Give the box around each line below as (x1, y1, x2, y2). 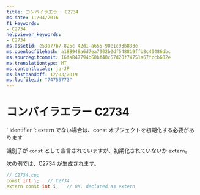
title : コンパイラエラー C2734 (6, 9, 79, 15)
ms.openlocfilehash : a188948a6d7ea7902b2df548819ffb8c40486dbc (6, 49, 171, 55)
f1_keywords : (6, 20, 40, 26)
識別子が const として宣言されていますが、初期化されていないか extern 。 (6, 147, 191, 154)
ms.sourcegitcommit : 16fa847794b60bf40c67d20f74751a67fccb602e (6, 54, 171, 60)
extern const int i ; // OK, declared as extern (6, 183, 136, 190)
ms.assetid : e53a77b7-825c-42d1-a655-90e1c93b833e (6, 43, 138, 49)
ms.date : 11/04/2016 (6, 15, 59, 21)
